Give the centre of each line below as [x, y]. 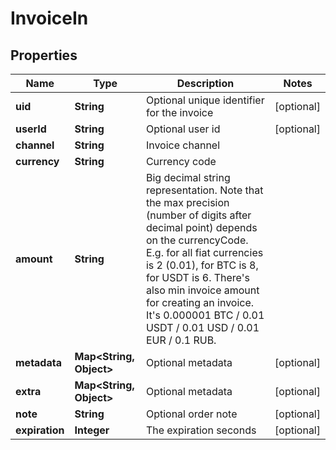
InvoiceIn [49, 18]
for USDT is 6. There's [197, 277]
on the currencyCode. [197, 240]
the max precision [187, 202]
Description [205, 83]
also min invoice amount [202, 290]
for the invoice [179, 112]
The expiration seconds [201, 430]
